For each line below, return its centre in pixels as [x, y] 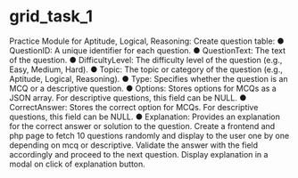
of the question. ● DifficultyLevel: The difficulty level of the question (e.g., [146, 60]
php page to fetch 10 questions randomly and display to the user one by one [149, 135]
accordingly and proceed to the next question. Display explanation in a [139, 154]
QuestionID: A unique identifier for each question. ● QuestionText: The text [147, 50]
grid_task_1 [51, 16]
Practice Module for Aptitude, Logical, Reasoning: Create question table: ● [147, 41]
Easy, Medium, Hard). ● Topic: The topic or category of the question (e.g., [146, 69]
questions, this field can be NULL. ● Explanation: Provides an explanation [145, 117]
